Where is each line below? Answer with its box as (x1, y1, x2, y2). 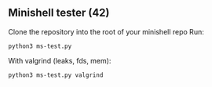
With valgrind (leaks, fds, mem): (8, 56, 111, 65)
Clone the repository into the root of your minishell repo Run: (8, 27, 204, 36)
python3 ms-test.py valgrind (8, 71, 104, 79)
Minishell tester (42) (8, 6, 110, 20)
